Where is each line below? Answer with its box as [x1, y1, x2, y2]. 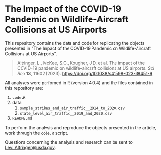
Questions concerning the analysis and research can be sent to [5, 139, 133, 145]
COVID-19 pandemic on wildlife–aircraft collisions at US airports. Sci [17, 65, 154, 71]
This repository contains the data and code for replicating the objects [5, 40, 145, 46]
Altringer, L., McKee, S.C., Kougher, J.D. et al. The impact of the [17, 60, 145, 66]
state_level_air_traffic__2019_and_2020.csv [19, 111, 112, 116]
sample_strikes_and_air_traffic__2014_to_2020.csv [19, 106, 125, 111]
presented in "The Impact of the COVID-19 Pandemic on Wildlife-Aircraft [5, 45, 151, 51]
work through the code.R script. [5, 130, 69, 136]
